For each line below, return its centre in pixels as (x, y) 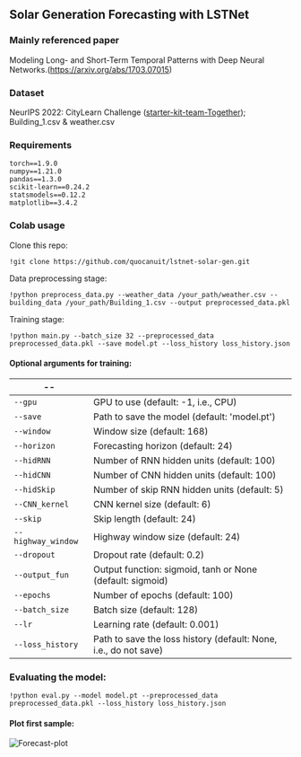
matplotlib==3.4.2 (43, 203)
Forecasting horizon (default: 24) (163, 445)
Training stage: (37, 319)
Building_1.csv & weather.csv (62, 121)
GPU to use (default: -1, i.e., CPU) (165, 401)
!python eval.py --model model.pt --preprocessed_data (114, 696)
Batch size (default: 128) (146, 610)
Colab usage (37, 225)
